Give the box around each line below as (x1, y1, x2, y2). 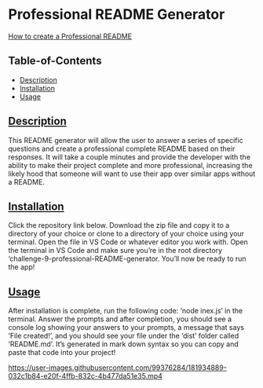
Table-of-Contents (8, 54, 102, 68)
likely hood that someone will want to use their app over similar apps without (8, 169, 256, 178)
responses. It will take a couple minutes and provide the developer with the (8, 152, 251, 162)
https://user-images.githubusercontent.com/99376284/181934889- (8, 363, 228, 372)
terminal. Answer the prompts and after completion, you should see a (8, 314, 232, 324)
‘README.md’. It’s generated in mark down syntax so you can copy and (8, 339, 239, 349)
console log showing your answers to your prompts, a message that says (8, 323, 245, 332)
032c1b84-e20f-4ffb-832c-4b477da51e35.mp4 (8, 372, 163, 381)
